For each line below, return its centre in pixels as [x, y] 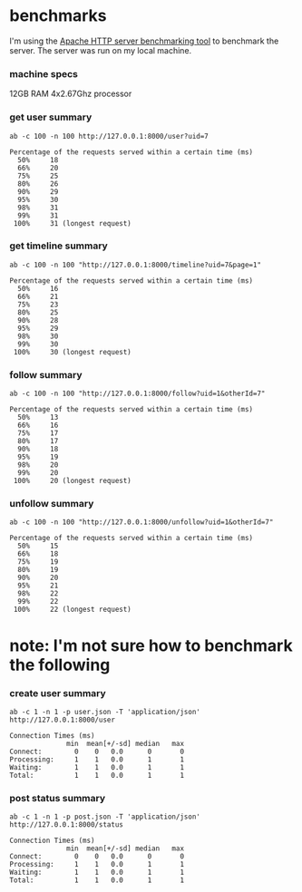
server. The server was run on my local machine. [101, 50]
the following [60, 665]
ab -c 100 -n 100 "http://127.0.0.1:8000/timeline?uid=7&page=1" [135, 265]
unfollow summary [52, 504]
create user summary [58, 693]
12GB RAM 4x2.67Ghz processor [71, 94]
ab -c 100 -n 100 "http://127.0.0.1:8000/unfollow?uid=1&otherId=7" [141, 522]
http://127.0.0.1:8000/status [67, 825]
